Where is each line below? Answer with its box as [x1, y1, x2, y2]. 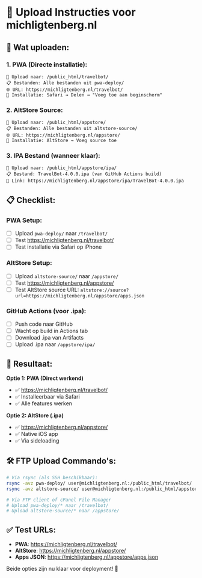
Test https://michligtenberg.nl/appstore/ [14, 279, 114, 287]
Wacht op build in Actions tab [14, 328, 88, 335]
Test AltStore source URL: [14, 286, 79, 293]
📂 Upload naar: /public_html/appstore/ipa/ [6, 165, 117, 171]
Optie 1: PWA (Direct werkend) [6, 374, 84, 382]
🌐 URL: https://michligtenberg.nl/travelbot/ [6, 87, 123, 93]
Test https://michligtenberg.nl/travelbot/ [14, 237, 114, 244]
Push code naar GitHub [14, 320, 73, 328]
